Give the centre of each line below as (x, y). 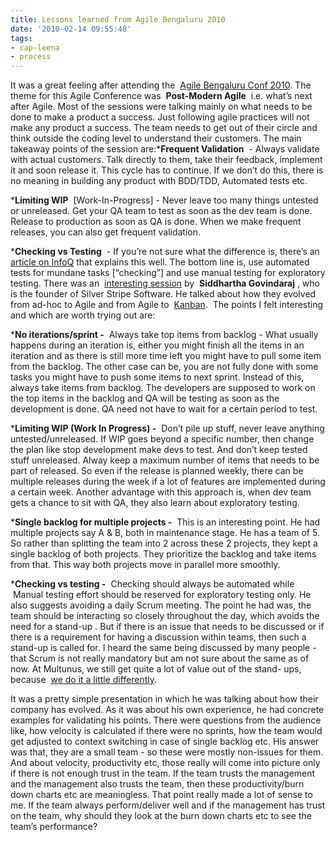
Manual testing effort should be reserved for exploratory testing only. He (162, 595)
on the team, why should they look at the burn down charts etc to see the (161, 816)
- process (31, 57)
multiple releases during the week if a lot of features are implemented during (168, 482)
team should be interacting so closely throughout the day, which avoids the (165, 616)
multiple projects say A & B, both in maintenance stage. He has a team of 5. (165, 533)
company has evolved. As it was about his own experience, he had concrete (167, 710)
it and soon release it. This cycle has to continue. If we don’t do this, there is (167, 170)
